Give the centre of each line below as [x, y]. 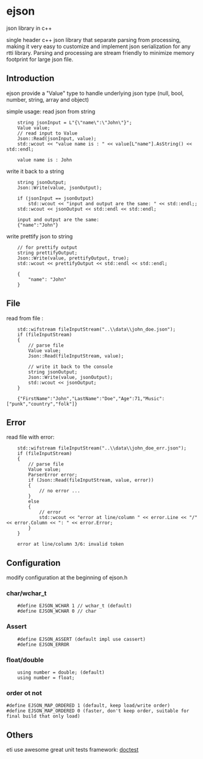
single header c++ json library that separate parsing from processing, [94, 40]
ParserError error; [53, 475]
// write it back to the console [71, 367]
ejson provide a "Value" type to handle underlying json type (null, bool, [95, 93]
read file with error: [30, 437]
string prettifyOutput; [48, 253]
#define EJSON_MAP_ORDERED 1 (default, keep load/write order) [88, 706]
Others [20, 735]
